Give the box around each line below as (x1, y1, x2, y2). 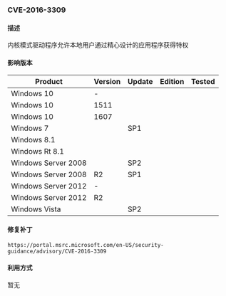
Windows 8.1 (11, 135, 56, 145)
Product (35, 77, 63, 87)
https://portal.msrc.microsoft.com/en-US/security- (7, 241, 164, 248)
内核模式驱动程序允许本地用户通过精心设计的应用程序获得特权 (7, 41, 189, 49)
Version (93, 77, 121, 87)
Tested (191, 77, 215, 87)
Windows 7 (11, 123, 49, 133)
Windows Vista (11, 204, 61, 214)
